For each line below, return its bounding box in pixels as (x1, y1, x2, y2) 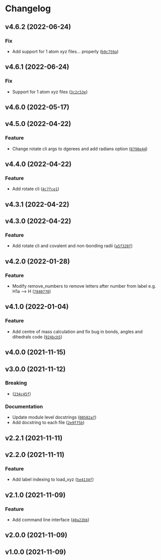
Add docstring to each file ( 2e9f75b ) (12, 420, 85, 426)
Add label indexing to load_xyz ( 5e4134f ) (12, 476, 94, 483)
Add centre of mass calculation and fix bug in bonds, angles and (12, 329, 143, 334)
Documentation (5, 403, 43, 410)
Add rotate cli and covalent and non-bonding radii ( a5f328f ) (12, 243, 133, 249)
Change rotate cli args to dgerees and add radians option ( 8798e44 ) (12, 146, 148, 152)
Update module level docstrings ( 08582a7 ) (12, 414, 97, 420)
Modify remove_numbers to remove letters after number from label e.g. (12, 283, 156, 289)
